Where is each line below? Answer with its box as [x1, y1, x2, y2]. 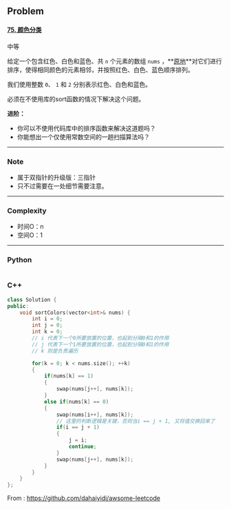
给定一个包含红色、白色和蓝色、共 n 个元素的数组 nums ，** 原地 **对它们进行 [7, 56, 222, 65]
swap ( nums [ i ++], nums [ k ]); [56, 411, 134, 418]
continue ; [68, 444, 97, 450]
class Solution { [7, 296, 57, 303]
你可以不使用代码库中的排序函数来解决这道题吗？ [16, 124, 156, 132]
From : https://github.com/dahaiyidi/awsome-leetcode [7, 494, 160, 502]
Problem [7, 6, 45, 17]
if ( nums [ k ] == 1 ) [43, 373, 94, 380]
